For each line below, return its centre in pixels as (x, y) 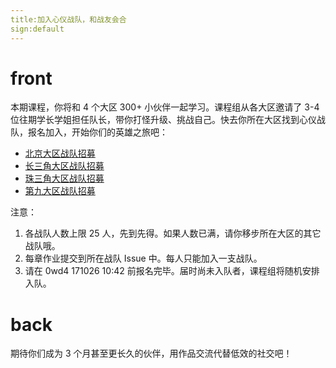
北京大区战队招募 (60, 153)
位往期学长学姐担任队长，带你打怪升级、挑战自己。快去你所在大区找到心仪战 (168, 120)
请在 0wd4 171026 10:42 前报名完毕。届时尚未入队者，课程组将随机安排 (172, 271)
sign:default (37, 29)
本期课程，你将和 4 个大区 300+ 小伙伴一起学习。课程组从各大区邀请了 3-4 (165, 107)
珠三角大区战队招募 (64, 178)
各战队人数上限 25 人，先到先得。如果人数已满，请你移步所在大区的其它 (173, 233)
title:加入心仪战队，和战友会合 (68, 19)
